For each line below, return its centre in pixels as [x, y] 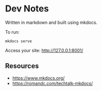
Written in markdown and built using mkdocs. [51, 22]
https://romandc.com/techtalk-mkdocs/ [52, 83]
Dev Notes [27, 9]
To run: [12, 32]
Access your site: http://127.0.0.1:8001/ [44, 50]
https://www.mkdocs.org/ [38, 78]
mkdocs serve [19, 41]
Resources [22, 66]
